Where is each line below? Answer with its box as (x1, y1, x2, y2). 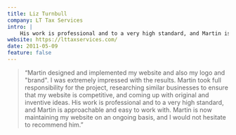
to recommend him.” (24, 120, 84, 129)
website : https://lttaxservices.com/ (7, 36, 118, 43)
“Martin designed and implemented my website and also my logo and (24, 68, 225, 77)
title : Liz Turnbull (7, 10, 68, 17)
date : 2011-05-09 (7, 43, 58, 50)
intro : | (7, 23, 33, 30)
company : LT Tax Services (7, 17, 83, 24)
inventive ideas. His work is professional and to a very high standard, (24, 98, 224, 106)
